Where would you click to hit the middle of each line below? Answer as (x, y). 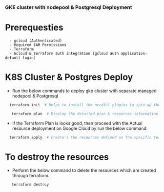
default (13, 58)
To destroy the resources (57, 157)
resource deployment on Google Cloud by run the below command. (80, 128)
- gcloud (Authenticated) (36, 41)
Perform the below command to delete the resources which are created (84, 170)
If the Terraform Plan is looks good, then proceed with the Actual (77, 123)
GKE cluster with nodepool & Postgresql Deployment (69, 7)
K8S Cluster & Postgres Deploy (69, 77)
